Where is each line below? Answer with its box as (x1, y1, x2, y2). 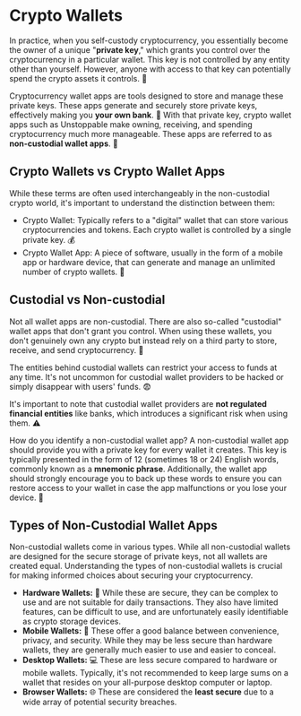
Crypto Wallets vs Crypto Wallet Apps (9, 164, 226, 179)
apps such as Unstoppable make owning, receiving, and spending (9, 118, 253, 130)
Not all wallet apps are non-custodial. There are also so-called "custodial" (9, 315, 282, 327)
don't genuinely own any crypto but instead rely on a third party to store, (9, 335, 278, 346)
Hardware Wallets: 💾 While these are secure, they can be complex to (21, 588, 279, 599)
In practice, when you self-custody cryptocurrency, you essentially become (9, 35, 288, 46)
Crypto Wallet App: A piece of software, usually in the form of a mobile (21, 247, 284, 258)
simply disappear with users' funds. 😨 (9, 381, 152, 392)
